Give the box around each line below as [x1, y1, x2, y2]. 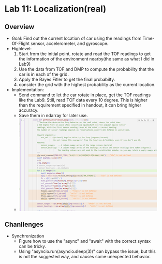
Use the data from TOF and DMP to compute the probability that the [18, 66, 154, 72]
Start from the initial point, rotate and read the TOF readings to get [18, 51, 151, 57]
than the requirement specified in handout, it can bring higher [18, 103, 142, 108]
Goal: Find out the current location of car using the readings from [11, 35, 142, 41]
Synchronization [11, 233, 44, 239]
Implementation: [11, 87, 44, 92]
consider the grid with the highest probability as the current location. [18, 82, 156, 88]
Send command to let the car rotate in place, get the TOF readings [18, 92, 151, 98]
